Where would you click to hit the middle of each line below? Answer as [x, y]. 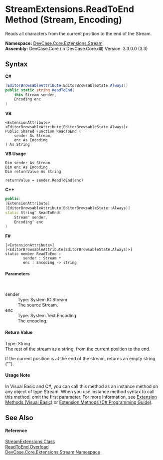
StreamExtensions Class [30, 442]
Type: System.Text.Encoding [47, 316]
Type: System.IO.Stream [42, 300]
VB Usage [16, 154]
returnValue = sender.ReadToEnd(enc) [44, 181]
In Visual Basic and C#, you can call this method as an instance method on [82, 386]
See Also [19, 418]
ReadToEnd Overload [27, 447]
